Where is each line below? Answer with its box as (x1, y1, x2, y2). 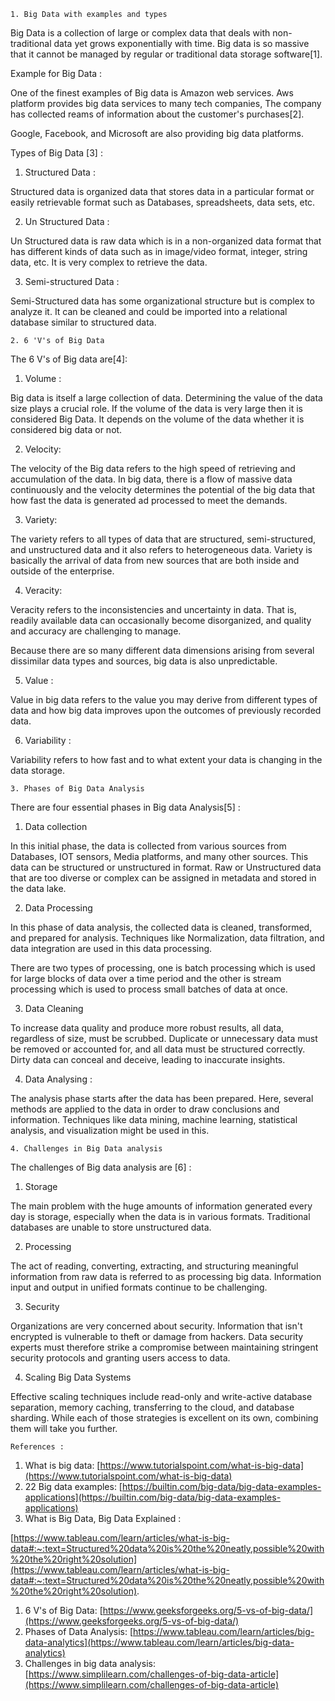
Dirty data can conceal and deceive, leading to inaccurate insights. (10, 1054, 286, 1065)
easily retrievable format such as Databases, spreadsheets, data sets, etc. (10, 196, 316, 208)
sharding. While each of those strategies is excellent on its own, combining (10, 1412, 319, 1424)
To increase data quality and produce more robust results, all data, (10, 1022, 285, 1034)
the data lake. (10, 883, 67, 894)
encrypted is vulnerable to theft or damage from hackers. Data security (10, 1331, 304, 1342)
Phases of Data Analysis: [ (24, 1626, 134, 1637)
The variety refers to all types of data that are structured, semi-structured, (10, 533, 317, 545)
